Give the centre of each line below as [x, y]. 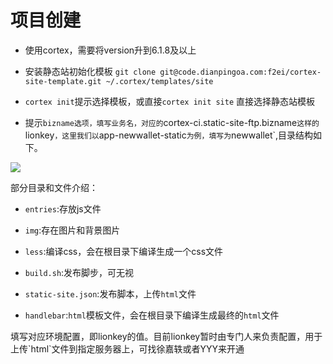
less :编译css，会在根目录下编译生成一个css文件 [124, 251]
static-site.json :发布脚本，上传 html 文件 [110, 293]
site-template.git [63, 81]
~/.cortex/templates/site [159, 81]
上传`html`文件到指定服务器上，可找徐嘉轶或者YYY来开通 [127, 348]
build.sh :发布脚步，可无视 [79, 272]
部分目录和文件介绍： [54, 187]
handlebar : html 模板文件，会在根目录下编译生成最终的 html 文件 [152, 315]
